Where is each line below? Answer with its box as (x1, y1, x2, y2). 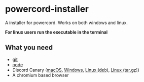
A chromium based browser (12, 72, 69, 78)
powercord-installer (5, 3, 89, 15)
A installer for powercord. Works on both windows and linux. (5, 20, 128, 26)
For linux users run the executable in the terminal (5, 29, 108, 35)
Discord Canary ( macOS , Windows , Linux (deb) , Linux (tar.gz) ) (12, 67, 140, 73)
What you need (5, 43, 53, 52)
